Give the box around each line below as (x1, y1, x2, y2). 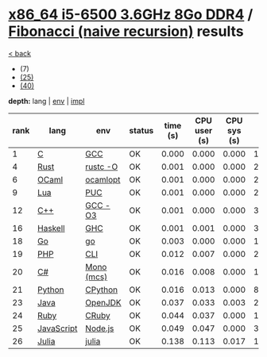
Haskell (37, 222, 65, 233)
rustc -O (85, 161, 118, 172)
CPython (85, 284, 118, 295)
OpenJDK (85, 297, 122, 308)
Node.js (85, 323, 114, 334)
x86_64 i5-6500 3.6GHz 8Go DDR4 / (8, 6, 253, 24)
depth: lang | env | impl (8, 96, 85, 106)
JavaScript (37, 323, 78, 334)
